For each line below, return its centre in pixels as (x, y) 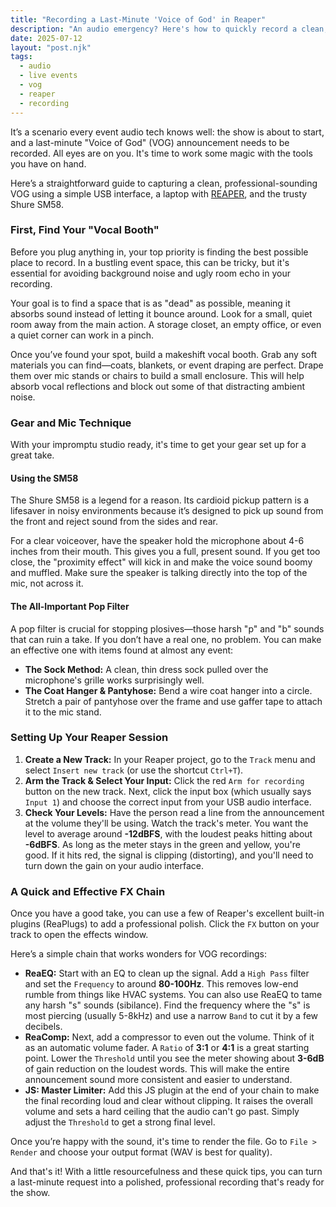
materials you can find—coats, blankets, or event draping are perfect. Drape (167, 365)
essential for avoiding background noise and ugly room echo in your (150, 273)
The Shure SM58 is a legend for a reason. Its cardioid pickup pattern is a (160, 500)
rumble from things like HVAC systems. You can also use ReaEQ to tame (173, 995)
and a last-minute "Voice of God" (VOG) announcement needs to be (150, 142)
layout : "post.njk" (51, 47)
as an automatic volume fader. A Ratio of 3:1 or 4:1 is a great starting (167, 1048)
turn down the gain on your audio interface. (114, 865)
